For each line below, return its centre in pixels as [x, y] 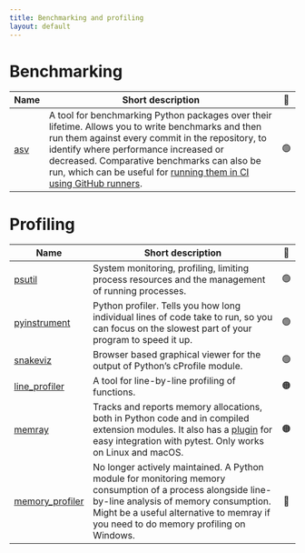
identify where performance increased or [136, 149]
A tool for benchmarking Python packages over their [160, 116]
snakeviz [33, 360]
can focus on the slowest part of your [172, 328]
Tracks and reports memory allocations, [177, 407]
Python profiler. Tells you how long [167, 306]
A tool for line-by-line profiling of [164, 381]
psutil [26, 280]
